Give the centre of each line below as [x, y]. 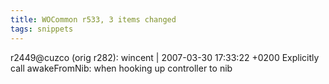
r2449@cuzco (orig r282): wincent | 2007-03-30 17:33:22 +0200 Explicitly [165, 57]
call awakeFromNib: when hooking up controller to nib [121, 68]
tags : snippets [42, 29]
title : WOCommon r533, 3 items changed [93, 19]
